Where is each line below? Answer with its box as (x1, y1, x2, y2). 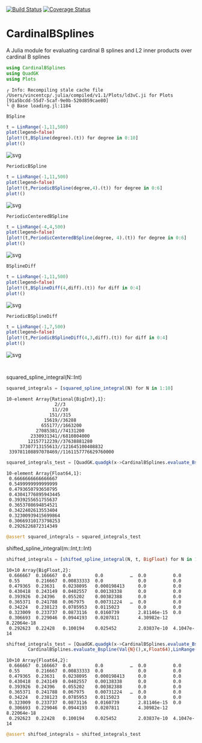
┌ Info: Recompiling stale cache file (6, 87, 103, 93)
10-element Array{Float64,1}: (6, 470, 82, 476)
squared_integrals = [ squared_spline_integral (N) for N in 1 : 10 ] (6, 385, 173, 391)
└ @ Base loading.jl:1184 (6, 103, 71, 109)
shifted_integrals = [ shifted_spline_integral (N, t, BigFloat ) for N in (6, 556, 192, 562)
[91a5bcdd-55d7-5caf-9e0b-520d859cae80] (6, 97, 109, 104)
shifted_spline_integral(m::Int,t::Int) (6, 545, 92, 552)
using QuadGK (6, 70, 39, 77)
